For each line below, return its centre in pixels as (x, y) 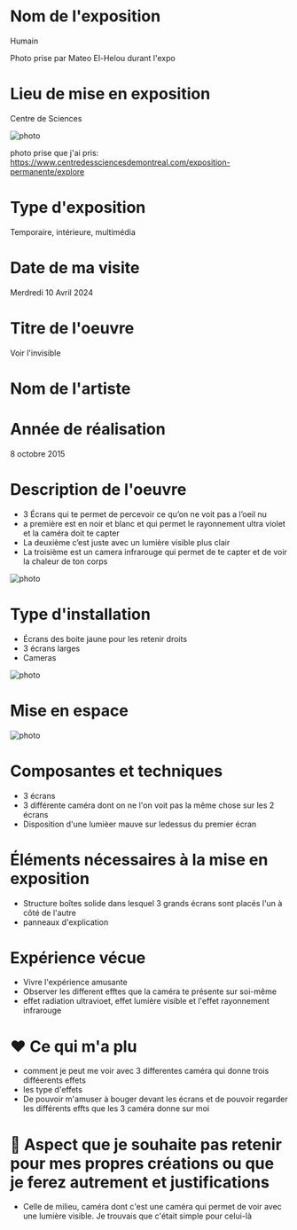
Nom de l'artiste (70, 388)
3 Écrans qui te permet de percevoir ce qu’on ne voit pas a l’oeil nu (145, 514)
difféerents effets (55, 1080)
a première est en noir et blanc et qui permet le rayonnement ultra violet (154, 523)
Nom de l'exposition (86, 16)
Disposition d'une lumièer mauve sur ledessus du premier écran (140, 824)
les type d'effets (53, 1090)
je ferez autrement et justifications (140, 1182)
